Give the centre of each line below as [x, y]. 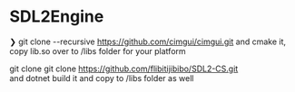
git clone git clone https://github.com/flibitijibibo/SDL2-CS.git [124, 69]
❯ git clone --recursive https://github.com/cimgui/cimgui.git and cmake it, [148, 41]
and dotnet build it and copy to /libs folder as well [102, 78]
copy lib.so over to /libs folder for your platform [98, 51]
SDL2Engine [57, 17]
